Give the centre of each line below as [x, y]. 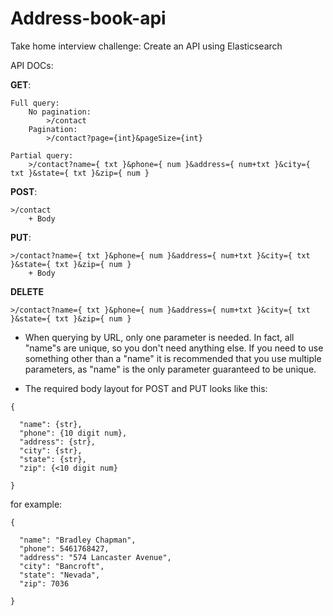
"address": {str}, [58, 442]
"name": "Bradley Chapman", [78, 540]
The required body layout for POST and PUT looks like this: [146, 388]
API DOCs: [32, 65]
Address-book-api [88, 18]
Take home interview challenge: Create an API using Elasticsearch [146, 46]
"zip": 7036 [44, 583]
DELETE [27, 291]
